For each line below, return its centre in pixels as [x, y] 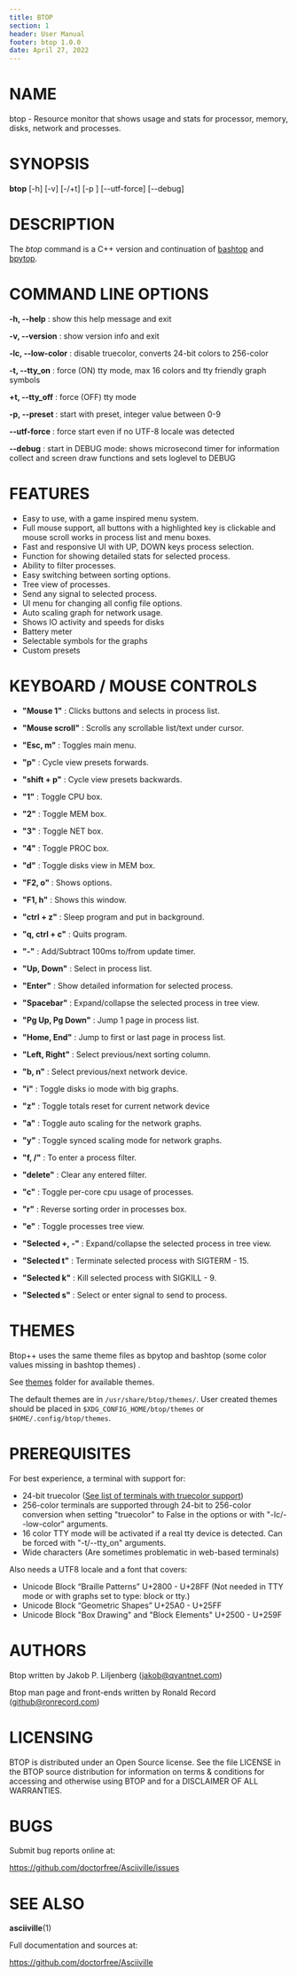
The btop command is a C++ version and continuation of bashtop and [137, 248]
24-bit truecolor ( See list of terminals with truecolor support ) [133, 1495]
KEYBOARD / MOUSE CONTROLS [133, 686]
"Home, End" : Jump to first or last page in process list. [124, 1037]
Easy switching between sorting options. [96, 575]
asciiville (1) [30, 1928]
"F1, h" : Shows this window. [74, 899]
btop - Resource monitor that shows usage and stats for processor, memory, [149, 119]
